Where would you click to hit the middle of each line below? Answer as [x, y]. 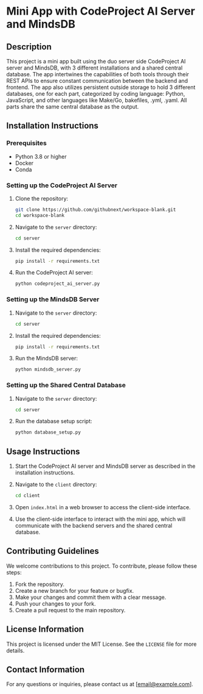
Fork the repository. [40, 584]
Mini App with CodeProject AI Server [101, 11]
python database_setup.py [48, 432]
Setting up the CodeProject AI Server [62, 185]
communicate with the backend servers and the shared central [94, 526]
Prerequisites [26, 143]
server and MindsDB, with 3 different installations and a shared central [95, 68]
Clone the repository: [42, 198]
